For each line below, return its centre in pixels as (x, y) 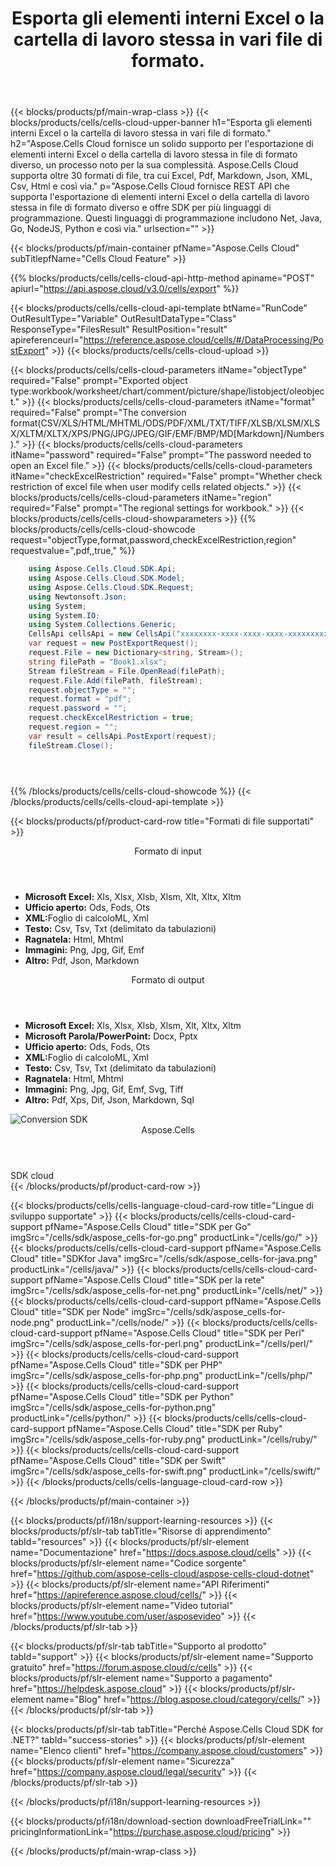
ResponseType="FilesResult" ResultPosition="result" (119, 329)
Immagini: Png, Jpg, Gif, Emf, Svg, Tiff (104, 1089)
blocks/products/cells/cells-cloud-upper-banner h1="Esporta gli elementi (161, 123)
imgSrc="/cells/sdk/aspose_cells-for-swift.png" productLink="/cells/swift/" (165, 1471)
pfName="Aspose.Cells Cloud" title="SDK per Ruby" (175, 1428)
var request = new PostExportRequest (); (113, 643)
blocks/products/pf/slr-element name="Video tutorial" (122, 1605)
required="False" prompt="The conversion (98, 413)
